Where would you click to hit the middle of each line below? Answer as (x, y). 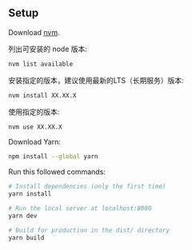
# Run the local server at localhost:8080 (80, 208)
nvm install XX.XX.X (43, 95)
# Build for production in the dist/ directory (89, 230)
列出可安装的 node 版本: (48, 49)
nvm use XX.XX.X (35, 127)
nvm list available (41, 64)
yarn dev (23, 216)
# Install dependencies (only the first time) (87, 187)
